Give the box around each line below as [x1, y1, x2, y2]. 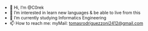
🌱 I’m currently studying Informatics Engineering [9, 15, 107, 20]
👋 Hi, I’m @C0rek [9, 5, 44, 10]
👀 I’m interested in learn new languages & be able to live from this [9, 10, 141, 15]
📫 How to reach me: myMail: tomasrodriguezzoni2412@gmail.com [9, 20, 143, 26]
